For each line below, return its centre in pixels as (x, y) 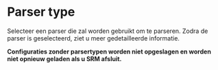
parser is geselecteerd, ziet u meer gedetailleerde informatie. (94, 38)
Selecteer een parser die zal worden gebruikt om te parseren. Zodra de (108, 31)
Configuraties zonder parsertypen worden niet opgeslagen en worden (109, 51)
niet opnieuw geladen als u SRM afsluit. (64, 58)
